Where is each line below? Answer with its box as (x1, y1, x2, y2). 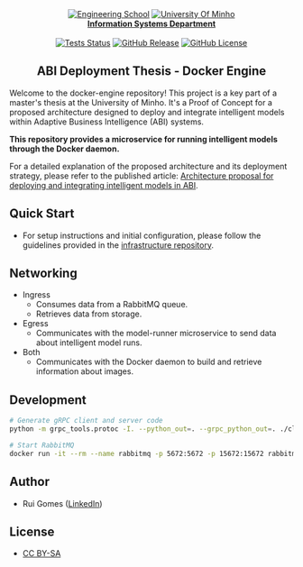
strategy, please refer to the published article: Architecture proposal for (9, 170, 274, 181)
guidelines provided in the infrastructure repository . (22, 239, 215, 251)
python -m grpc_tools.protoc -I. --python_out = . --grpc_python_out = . (9, 425, 277, 434)
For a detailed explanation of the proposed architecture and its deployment (9, 160, 288, 171)
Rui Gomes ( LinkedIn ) (22, 498, 103, 508)
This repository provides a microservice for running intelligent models (9, 133, 278, 144)
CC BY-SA (22, 548, 61, 559)
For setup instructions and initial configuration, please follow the (22, 230, 262, 241)
